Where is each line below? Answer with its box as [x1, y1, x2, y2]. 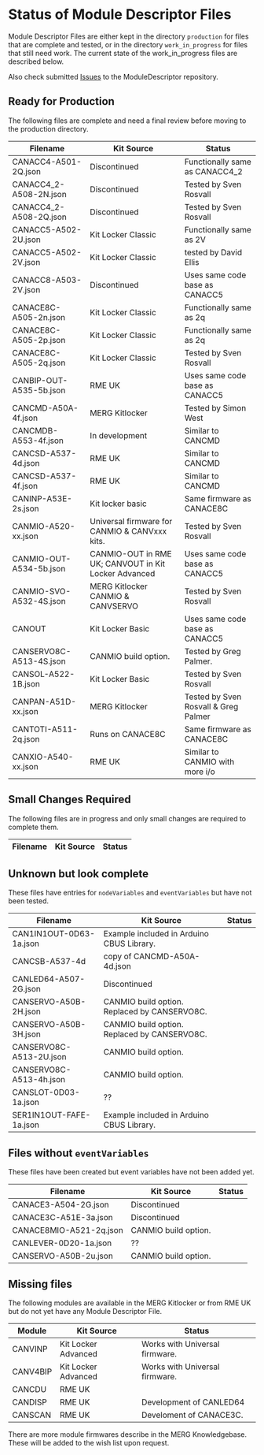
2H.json [12, 1007, 41, 1018]
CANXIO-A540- [12, 751, 74, 762]
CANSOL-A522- [12, 668, 75, 679]
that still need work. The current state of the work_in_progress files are [8, 48, 238, 58]
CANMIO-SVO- [12, 586, 71, 597]
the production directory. [8, 124, 89, 133]
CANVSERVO [90, 601, 139, 612]
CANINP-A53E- [12, 493, 72, 504]
